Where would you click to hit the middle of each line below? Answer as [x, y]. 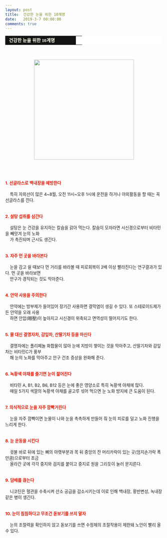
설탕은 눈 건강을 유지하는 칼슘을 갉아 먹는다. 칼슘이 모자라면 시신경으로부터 [79, 228]
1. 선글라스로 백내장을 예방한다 [33, 183]
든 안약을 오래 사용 [22, 312]
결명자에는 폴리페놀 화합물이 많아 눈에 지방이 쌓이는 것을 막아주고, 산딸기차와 [81, 346]
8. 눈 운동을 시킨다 [22, 441]
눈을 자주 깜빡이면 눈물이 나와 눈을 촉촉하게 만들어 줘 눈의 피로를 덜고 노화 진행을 [84, 419]
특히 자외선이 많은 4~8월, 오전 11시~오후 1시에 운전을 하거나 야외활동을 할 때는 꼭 [85, 194]
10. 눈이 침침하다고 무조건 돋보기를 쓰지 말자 [46, 514]
